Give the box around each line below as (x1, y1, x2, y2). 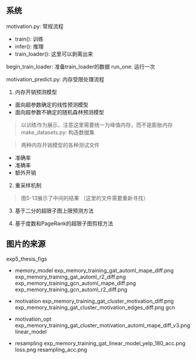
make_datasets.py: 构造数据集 (20, 128, 95, 136)
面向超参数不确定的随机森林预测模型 (14, 108, 105, 115)
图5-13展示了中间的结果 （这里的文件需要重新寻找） (20, 194, 149, 201)
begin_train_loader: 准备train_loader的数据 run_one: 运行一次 (6, 63, 155, 70)
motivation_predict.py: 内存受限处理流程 (6, 75, 105, 82)
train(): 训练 (14, 35, 44, 42)
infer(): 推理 (14, 42, 44, 50)
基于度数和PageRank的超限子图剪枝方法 (14, 220, 114, 227)
